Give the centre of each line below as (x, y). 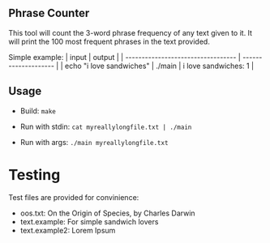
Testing (34, 175)
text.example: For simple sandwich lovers (89, 221)
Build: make (38, 111)
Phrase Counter (49, 13)
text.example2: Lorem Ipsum (68, 230)
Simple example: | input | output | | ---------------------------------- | (124, 57)
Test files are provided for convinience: (74, 197)
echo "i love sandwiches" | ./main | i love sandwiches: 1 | (159, 66)
